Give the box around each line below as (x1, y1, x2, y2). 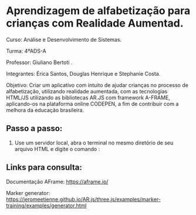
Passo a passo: (6, 123, 63, 133)
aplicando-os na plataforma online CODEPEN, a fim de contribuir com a (6, 100, 179, 107)
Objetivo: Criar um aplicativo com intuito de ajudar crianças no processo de (6, 81, 189, 89)
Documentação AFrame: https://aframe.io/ (6, 178, 109, 185)
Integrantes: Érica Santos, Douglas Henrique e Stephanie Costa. (6, 70, 161, 77)
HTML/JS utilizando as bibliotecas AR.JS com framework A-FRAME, (6, 94, 170, 101)
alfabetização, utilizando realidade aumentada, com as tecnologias (6, 88, 168, 95)
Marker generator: (6, 189, 50, 196)
